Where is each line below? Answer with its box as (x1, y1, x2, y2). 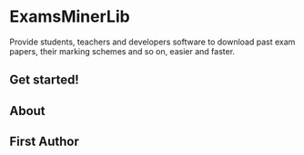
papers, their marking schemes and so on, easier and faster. (9, 45, 235, 56)
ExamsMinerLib (9, 6, 130, 27)
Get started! (9, 73, 79, 88)
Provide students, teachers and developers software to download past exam (9, 36, 296, 47)
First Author (9, 134, 79, 150)
